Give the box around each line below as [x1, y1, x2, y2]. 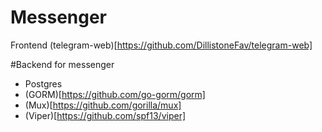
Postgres [24, 77, 63, 90]
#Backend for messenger [10, 58, 115, 70]
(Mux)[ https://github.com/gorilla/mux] [24, 99, 182, 111]
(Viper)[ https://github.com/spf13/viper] [24, 109, 187, 121]
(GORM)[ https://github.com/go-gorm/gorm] [24, 88, 206, 100]
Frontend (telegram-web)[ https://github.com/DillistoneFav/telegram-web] [10, 39, 313, 51]
